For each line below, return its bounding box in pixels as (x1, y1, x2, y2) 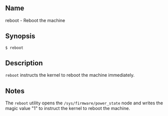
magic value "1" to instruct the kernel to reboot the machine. (5, 105, 130, 111)
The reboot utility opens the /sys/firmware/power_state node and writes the (5, 100, 163, 106)
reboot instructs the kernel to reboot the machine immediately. (5, 72, 135, 78)
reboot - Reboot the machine (5, 17, 66, 23)
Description (5, 59, 43, 67)
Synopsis (5, 32, 35, 41)
